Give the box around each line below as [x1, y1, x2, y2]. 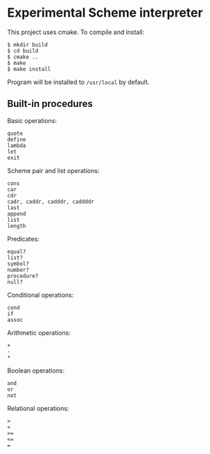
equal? [7, 248, 26, 255]
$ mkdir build [7, 41, 49, 48]
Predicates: [7, 234, 40, 243]
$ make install [7, 65, 51, 72]
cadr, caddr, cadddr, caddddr [7, 198, 95, 205]
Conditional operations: [7, 291, 74, 299]
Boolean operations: [7, 366, 65, 375]
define [7, 136, 26, 143]
